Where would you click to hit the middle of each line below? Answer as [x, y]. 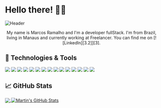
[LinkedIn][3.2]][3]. [81, 42]
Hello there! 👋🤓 [36, 10]
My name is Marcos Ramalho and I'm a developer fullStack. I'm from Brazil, [81, 32]
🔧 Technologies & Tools [41, 58]
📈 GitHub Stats [29, 86]
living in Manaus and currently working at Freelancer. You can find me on [80, 38]
